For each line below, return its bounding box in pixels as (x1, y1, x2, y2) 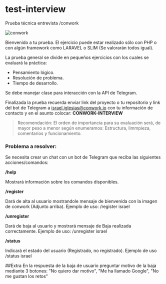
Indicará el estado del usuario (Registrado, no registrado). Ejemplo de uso (5, 247, 157, 253)
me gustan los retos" (5, 273, 48, 279)
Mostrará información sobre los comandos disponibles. (5, 179, 119, 185)
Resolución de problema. (12, 74, 64, 80)
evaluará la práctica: (5, 59, 47, 65)
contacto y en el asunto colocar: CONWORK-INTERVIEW (5, 110, 123, 116)
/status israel (5, 253, 32, 259)
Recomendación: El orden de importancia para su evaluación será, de (17, 119, 161, 125)
